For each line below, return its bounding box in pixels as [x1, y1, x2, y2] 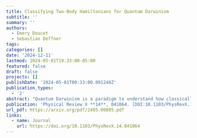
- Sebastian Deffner [11, 36, 62, 42]
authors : [6, 25, 28, 31]
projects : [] [6, 74, 38, 80]
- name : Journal [11, 118, 51, 124]
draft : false [6, 69, 38, 75]
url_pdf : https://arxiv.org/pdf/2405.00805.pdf [6, 107, 125, 113]
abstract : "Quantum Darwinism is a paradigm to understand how [6, 96, 164, 102]
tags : [6, 42, 19, 48]
